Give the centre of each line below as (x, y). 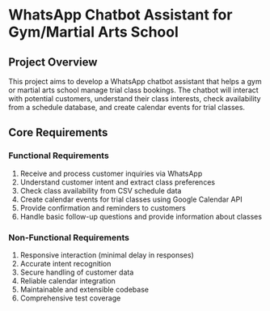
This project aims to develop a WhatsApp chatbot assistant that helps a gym (135, 81)
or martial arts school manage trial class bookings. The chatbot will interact (133, 90)
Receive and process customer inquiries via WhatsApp (111, 173)
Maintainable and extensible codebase (84, 289)
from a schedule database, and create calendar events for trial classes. (127, 107)
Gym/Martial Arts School (94, 32)
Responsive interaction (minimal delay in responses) (107, 255)
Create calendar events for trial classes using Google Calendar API (131, 199)
